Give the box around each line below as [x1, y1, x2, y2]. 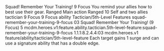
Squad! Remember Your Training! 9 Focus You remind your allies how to [5, 4, 153, 9]
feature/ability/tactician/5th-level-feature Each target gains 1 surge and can [5, 35, 159, 41]
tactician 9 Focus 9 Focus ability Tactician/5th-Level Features [5, 14, 131, 20]
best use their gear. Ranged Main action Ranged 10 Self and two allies [5, 9, 148, 15]
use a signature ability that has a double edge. [5, 40, 100, 46]
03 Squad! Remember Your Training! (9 [74, 20, 154, 25]
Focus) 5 [5, 25, 23, 30]
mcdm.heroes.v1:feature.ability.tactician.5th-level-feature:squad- [24, 25, 158, 30]
